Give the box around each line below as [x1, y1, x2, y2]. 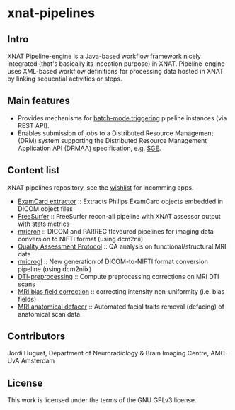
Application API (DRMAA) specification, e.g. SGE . [17, 144, 161, 152]
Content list [7, 164, 60, 176]
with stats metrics [17, 220, 70, 228]
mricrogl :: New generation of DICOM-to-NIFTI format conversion [17, 257, 209, 266]
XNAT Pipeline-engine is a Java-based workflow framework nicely [7, 52, 202, 60]
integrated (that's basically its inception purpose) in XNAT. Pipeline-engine [7, 59, 225, 68]
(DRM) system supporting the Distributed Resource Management [17, 136, 207, 144]
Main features [7, 95, 71, 107]
